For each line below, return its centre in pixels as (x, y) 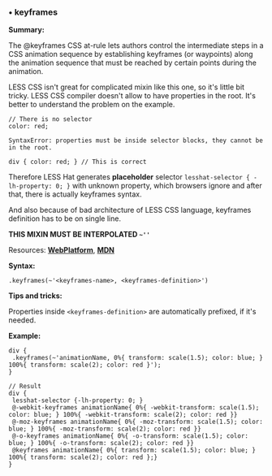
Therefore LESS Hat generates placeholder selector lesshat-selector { (129, 177)
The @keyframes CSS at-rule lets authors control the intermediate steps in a (136, 45)
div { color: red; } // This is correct (78, 162)
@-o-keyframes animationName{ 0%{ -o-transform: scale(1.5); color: (130, 436)
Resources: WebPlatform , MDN (62, 250)
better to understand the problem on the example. (92, 105)
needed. (22, 320)
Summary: (26, 30)
